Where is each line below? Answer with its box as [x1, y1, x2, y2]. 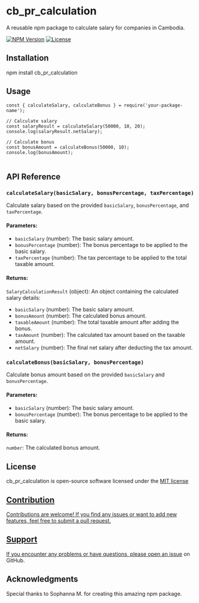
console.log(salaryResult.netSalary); [6, 128, 103, 134]
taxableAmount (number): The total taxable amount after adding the [14, 318, 179, 325]
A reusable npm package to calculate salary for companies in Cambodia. [6, 24, 185, 31]
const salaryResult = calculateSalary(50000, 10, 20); [6, 123, 146, 129]
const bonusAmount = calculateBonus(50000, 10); [6, 144, 130, 150]
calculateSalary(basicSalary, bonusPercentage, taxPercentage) [6, 189, 194, 196]
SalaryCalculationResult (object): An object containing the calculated [6, 288, 179, 295]
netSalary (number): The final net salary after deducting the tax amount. [14, 343, 193, 351]
